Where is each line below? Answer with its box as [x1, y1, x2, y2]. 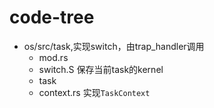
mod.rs [38, 51, 69, 63]
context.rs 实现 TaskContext [38, 86, 151, 98]
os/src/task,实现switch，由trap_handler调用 [23, 40, 205, 52]
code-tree [9, 6, 95, 29]
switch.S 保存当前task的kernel [38, 63, 164, 75]
